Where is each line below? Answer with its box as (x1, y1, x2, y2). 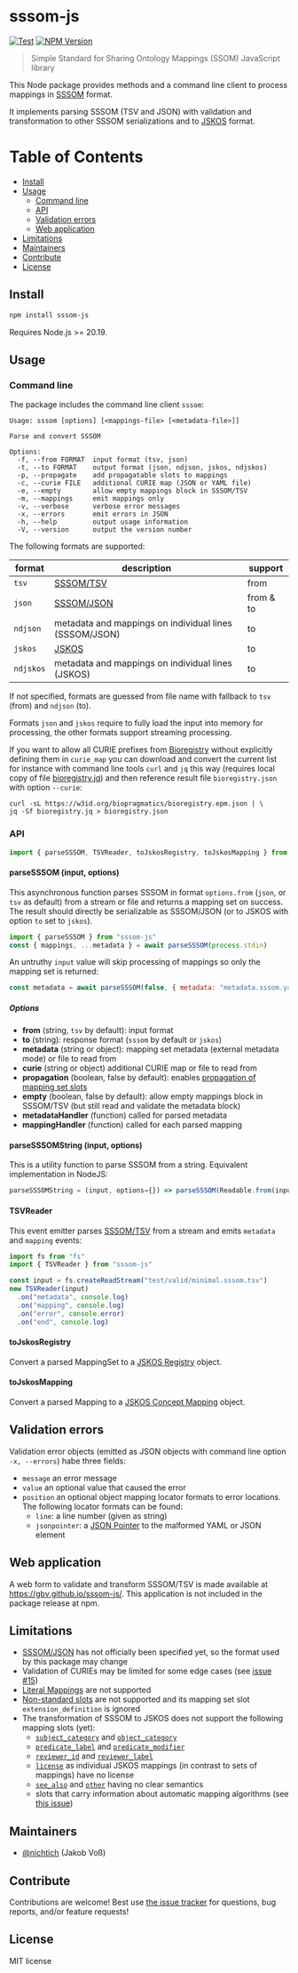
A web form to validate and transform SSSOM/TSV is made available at (9, 1578, 269, 1589)
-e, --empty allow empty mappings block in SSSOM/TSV (17, 486, 248, 495)
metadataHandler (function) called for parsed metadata (21, 1110, 228, 1121)
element (35, 1529, 66, 1540)
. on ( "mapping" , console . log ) (17, 1301, 125, 1310)
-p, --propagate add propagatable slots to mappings (17, 471, 228, 480)
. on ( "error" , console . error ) (17, 1309, 125, 1318)
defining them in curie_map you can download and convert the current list (9, 754, 278, 765)
